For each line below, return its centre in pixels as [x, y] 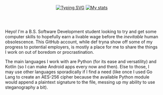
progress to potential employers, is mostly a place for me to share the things [81, 47]
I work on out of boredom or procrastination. [49, 52]
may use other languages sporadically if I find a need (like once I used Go [79, 72]
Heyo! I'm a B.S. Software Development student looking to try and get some [81, 32]
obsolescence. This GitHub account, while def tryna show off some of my [79, 42]
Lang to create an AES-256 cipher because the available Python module [77, 77]
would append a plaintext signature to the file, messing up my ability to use [80, 82]
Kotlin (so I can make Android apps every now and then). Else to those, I [77, 67]
